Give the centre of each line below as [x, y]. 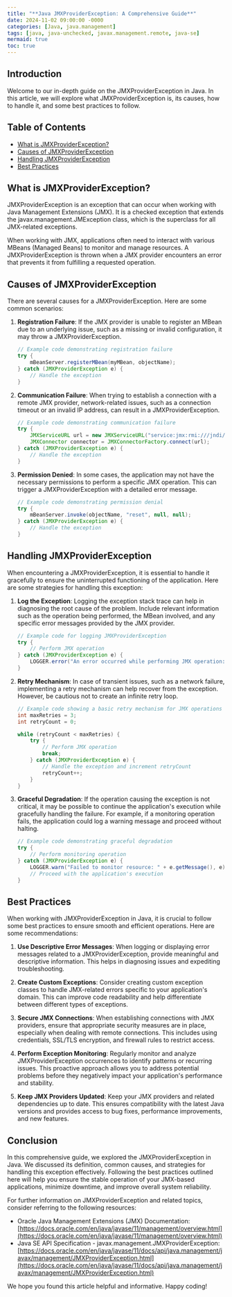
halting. [28, 829]
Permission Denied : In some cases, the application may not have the [116, 474]
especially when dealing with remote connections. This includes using [117, 1033]
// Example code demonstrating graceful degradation [95, 841]
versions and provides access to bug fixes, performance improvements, [120, 1112]
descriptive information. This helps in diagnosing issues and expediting [118, 961]
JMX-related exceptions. [42, 227]
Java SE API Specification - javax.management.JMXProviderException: [118, 1244]
